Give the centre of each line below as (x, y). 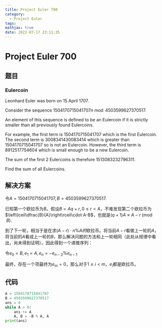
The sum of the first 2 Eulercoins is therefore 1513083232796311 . (70, 159)
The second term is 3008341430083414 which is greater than (68, 140)
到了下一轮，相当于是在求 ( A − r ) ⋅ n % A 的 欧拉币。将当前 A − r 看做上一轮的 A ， (82, 230)
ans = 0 (13, 303)
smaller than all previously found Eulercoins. (50, 125)
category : (15, 14)
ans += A (23, 312)
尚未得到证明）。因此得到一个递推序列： (53, 242)
